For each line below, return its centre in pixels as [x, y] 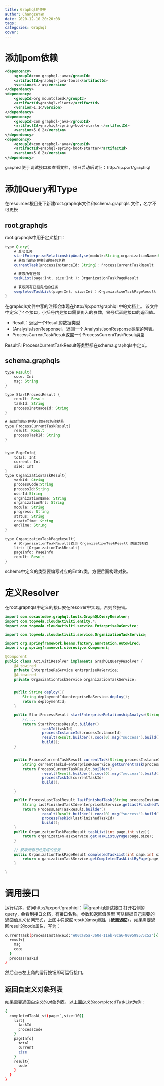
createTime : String [34, 521]
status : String [29, 516]
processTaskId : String [37, 435]
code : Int [24, 376]
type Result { [18, 372]
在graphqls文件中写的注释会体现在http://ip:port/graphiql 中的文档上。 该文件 [82, 306]
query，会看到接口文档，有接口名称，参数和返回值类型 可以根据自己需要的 [80, 914]
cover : [12, 32]
